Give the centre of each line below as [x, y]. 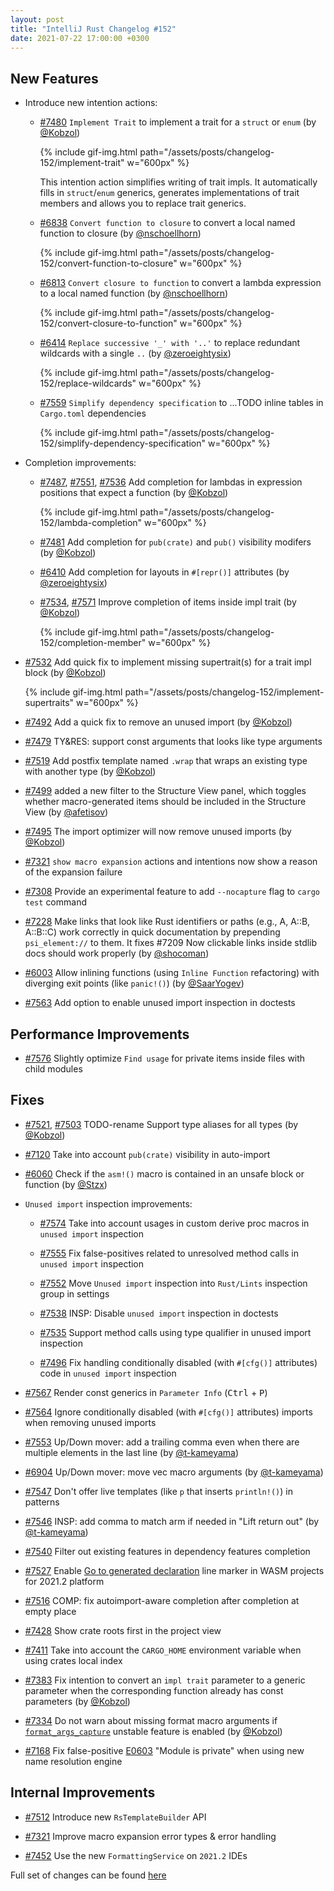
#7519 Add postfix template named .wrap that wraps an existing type [166, 761]
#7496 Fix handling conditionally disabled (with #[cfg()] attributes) [178, 1362]
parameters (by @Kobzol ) [77, 1701]
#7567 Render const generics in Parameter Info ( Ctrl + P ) [146, 1392]
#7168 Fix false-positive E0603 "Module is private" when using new [164, 1750]
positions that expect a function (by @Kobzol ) [134, 493]
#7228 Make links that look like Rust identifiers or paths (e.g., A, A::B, [167, 922]
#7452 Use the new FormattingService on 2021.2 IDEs [136, 1855]
